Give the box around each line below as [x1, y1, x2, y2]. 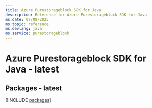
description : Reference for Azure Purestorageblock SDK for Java [5, 12, 147, 17]
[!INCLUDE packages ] [5, 97, 52, 103]
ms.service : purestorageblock [5, 31, 70, 36]
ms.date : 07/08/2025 [5, 17, 49, 22]
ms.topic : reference [5, 21, 49, 27]
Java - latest [5, 64, 59, 75]
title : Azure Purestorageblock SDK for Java [5, 7, 102, 13]
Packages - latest [5, 84, 62, 92]
